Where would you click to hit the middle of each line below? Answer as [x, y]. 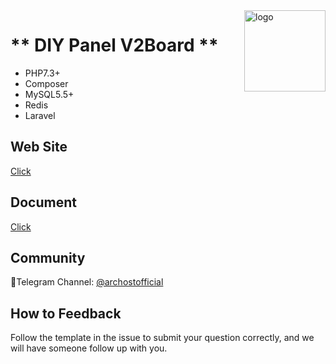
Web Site [39, 147]
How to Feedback [66, 313]
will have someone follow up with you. [89, 348]
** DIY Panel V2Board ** [114, 45]
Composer [46, 83]
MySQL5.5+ [49, 94]
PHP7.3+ [42, 73]
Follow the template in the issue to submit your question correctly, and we [162, 338]
